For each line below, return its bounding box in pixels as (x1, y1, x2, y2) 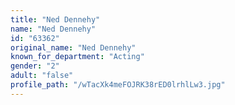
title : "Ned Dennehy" (10, 14, 101, 25)
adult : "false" (10, 71, 74, 81)
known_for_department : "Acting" (10, 52, 145, 62)
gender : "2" (10, 61, 60, 71)
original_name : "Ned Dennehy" (10, 42, 137, 53)
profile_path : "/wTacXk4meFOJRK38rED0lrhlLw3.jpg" (10, 80, 226, 90)
